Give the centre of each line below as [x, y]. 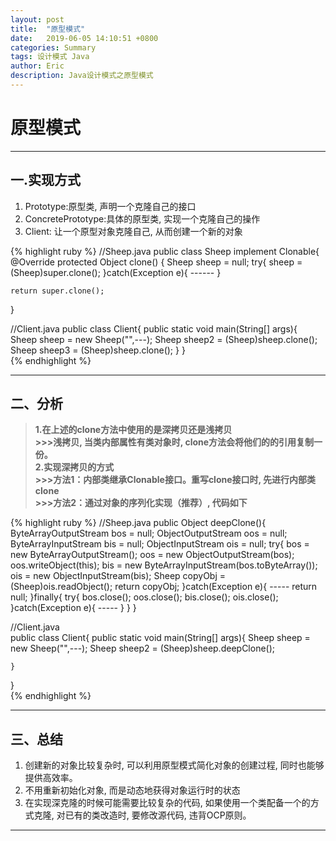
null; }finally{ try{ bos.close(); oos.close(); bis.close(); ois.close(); [144, 597]
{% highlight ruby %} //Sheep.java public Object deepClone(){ [138, 523]
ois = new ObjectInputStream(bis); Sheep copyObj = [118, 576]
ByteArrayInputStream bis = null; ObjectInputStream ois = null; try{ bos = [160, 544]
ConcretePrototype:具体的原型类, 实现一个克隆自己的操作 [142, 218]
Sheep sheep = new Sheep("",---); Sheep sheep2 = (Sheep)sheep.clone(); [164, 339]
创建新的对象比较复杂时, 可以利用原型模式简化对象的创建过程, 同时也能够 [174, 765]
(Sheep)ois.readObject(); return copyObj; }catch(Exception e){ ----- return [164, 587]
